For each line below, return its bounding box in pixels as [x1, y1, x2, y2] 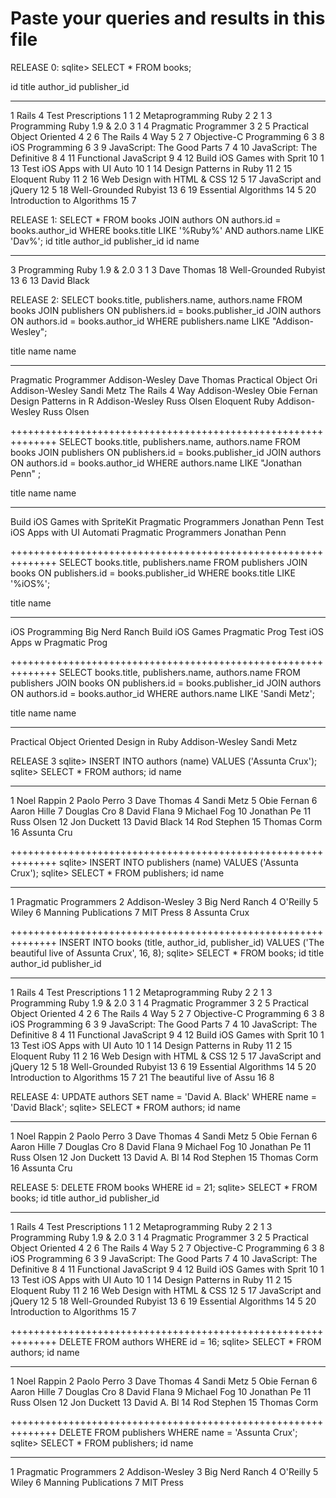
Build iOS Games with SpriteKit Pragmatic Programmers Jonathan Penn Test [10, 515, 325, 527]
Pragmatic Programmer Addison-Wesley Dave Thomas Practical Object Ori [10, 373, 318, 386]
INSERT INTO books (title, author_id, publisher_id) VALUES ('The [59, 936, 325, 948]
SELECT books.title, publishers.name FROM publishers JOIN [59, 556, 308, 568]
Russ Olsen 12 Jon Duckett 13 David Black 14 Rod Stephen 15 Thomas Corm [10, 815, 323, 827]
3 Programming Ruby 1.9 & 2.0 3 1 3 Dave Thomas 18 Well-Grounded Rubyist [10, 263, 326, 276]
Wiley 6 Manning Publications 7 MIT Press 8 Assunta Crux [10, 906, 250, 918]
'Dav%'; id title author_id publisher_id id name [10, 235, 200, 247]
